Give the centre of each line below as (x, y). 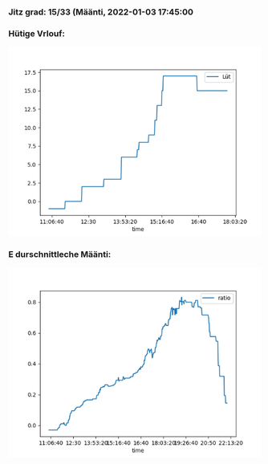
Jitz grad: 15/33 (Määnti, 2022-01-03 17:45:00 (101, 12)
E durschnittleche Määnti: (60, 254)
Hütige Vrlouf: (37, 33)
